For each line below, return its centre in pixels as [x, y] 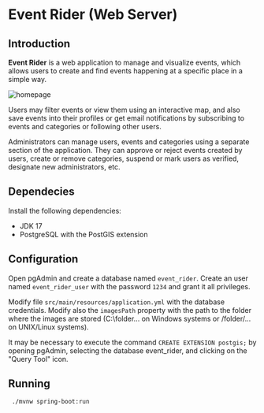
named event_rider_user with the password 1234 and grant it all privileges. [129, 286]
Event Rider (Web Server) [93, 15]
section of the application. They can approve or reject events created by [125, 150]
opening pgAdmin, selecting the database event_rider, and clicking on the [128, 350]
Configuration [43, 259]
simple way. [28, 79]
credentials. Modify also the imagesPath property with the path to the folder [130, 310]
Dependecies [41, 192]
